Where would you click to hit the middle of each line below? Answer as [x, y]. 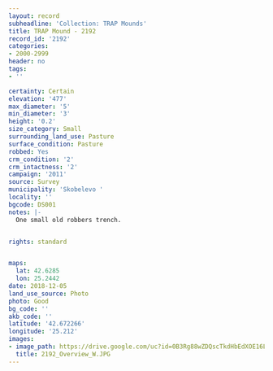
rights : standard [38, 242]
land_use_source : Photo [49, 294]
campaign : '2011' [38, 175]
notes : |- [25, 212]
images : [22, 339]
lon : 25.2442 [38, 279]
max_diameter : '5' [39, 107]
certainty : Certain [41, 91]
